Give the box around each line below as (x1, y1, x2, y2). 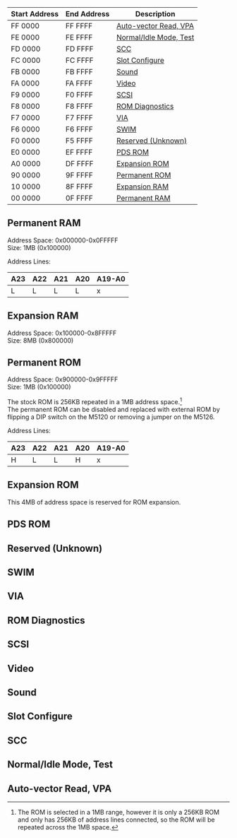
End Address (66, 9, 110, 18)
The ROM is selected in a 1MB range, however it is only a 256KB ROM (17, 808, 220, 817)
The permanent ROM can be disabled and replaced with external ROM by (7, 406, 220, 414)
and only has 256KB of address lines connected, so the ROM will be (17, 815, 215, 824)
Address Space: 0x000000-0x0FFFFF (7, 236, 119, 244)
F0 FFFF (66, 90, 93, 100)
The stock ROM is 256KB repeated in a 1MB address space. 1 (7, 396, 183, 406)
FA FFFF (66, 78, 93, 88)
